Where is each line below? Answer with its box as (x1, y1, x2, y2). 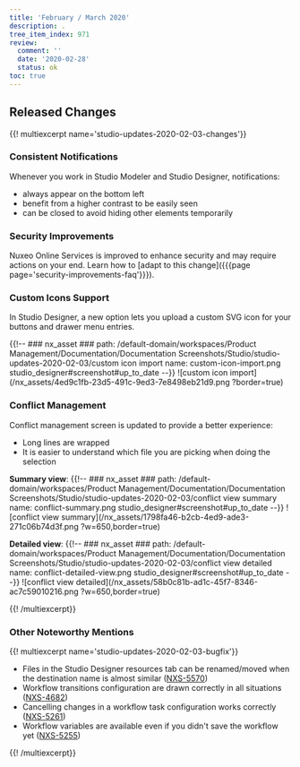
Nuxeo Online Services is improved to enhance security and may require (9, 250, 277, 261)
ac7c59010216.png (9, 586, 79, 597)
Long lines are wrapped (21, 436, 110, 448)
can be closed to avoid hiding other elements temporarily (21, 207, 234, 218)
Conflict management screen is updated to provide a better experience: (9, 419, 273, 430)
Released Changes (9, 105, 116, 120)
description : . (9, 22, 66, 30)
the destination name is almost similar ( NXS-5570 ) (21, 673, 209, 684)
